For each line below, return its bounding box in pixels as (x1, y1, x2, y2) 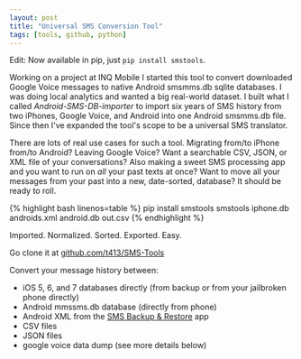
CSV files (22, 321, 58, 332)
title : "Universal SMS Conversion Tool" (9, 22, 164, 31)
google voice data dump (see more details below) (22, 340, 207, 351)
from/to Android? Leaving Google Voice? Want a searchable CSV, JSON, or (9, 147, 287, 158)
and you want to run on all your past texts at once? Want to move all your (9, 166, 281, 177)
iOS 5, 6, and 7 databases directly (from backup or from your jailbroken (22, 282, 287, 293)
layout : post (9, 13, 59, 23)
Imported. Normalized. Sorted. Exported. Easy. (9, 230, 182, 241)
